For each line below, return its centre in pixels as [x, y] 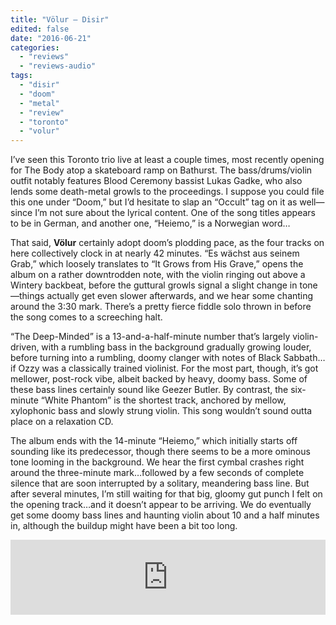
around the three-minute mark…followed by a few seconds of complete [157, 473]
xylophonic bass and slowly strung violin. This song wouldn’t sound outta [161, 411]
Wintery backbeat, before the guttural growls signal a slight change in [154, 285]
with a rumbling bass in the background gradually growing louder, [176, 347]
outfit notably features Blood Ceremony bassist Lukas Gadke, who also [156, 181]
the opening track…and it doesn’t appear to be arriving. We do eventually [161, 505]
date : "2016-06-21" [51, 38]
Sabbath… [304, 358]
